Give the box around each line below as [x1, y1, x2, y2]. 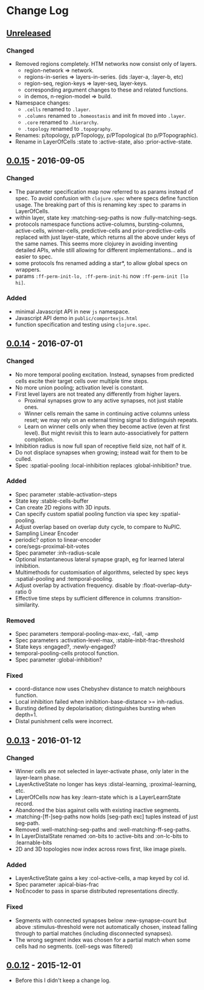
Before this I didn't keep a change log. [15, 977, 111, 984]
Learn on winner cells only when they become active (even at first [24, 423, 190, 430]
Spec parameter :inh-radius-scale [15, 549, 100, 556]
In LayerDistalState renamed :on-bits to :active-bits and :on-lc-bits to [15, 832, 189, 840]
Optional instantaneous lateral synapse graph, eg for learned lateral [15, 555, 185, 562]
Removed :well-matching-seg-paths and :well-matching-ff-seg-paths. [15, 826, 191, 834]
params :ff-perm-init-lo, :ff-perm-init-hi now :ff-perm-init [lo [15, 272, 189, 280]
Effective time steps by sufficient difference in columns [15, 594, 153, 602]
